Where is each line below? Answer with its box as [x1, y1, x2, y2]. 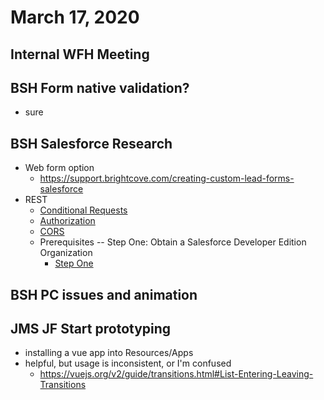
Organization [39, 247, 93, 259]
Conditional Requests [39, 204, 128, 216]
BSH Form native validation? [10, 79, 190, 96]
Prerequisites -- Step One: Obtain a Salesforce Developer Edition [39, 236, 307, 248]
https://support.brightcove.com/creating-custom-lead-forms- [39, 172, 295, 185]
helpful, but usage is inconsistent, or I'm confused [24, 357, 232, 370]
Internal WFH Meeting [10, 46, 150, 63]
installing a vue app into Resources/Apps [24, 347, 194, 359]
